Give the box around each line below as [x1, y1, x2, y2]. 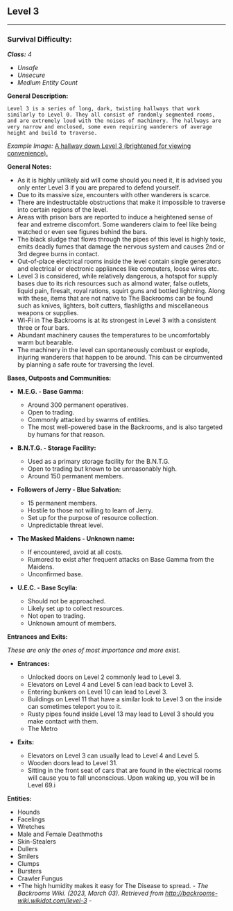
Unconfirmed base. [27, 570, 83, 578]
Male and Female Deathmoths [17, 830, 103, 839]
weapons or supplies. [17, 309, 79, 317]
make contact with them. [27, 717, 98, 726]
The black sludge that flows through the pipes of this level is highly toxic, [17, 235, 226, 244]
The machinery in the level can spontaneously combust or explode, [17, 346, 210, 354]
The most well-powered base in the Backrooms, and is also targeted [27, 423, 223, 431]
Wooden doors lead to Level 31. [27, 759, 118, 767]
